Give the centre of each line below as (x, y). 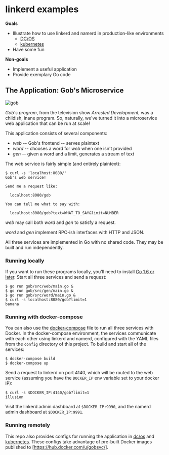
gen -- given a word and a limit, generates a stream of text (73, 154)
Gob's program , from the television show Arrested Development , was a (79, 112)
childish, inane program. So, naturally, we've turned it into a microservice (81, 118)
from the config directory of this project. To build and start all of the (76, 344)
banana (12, 304)
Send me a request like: (31, 186)
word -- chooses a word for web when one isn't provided (72, 148)
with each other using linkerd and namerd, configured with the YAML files (82, 339)
